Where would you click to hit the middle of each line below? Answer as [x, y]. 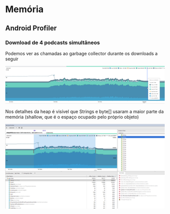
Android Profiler [31, 28]
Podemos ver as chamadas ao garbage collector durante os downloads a [81, 53]
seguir [12, 59]
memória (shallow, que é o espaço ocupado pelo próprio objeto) [72, 117]
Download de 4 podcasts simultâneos [53, 43]
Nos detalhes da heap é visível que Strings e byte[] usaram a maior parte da [84, 111]
